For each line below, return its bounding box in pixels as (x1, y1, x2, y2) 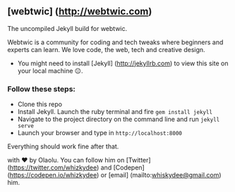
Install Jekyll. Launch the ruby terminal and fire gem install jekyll (17, 108, 213, 116)
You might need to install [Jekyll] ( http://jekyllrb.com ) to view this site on (17, 59, 229, 68)
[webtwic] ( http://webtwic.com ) (7, 6, 152, 18)
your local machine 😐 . (17, 66, 83, 75)
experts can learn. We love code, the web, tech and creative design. (7, 45, 206, 53)
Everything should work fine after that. (7, 142, 119, 151)
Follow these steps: (7, 84, 76, 94)
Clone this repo (17, 100, 62, 108)
